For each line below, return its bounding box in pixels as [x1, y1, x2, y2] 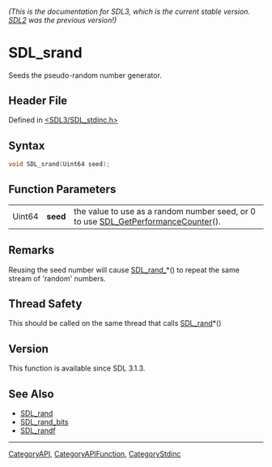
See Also [8, 387, 54, 401]
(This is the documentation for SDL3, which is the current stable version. [8, 6, 251, 16]
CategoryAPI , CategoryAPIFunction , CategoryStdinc [8, 449, 181, 459]
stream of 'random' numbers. [8, 273, 107, 283]
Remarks [8, 243, 55, 257]
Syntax [8, 139, 45, 152]
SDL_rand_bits [19, 418, 69, 427]
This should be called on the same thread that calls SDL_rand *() [8, 319, 222, 328]
